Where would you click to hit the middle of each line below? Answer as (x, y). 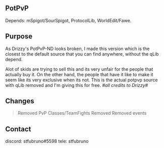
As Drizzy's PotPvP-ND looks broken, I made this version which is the (77, 48)
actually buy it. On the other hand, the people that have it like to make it (79, 74)
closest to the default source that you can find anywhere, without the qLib (82, 54)
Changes (20, 101)
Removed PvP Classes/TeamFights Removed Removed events (82, 113)
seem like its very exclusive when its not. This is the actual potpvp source (81, 80)
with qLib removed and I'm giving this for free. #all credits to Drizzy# (77, 85)
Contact (18, 129)
